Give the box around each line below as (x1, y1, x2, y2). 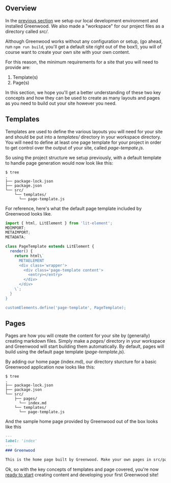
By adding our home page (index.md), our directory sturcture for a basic (5, 358, 157, 365)
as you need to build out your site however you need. (5, 100, 117, 106)
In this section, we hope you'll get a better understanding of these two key (5, 89, 161, 96)
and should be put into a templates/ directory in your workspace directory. (5, 134, 161, 140)
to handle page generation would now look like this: (5, 160, 113, 166)
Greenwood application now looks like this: (5, 364, 95, 370)
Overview (5, 4, 37, 13)
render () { (10, 249, 33, 254)
